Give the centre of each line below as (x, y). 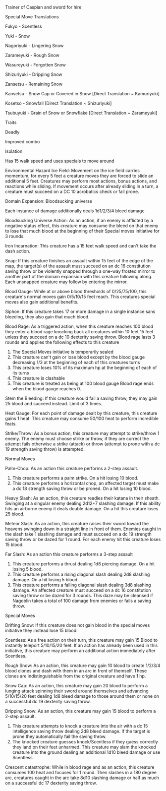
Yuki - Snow (18, 36)
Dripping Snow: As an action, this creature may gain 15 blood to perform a (81, 711)
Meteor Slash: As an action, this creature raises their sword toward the (77, 523)
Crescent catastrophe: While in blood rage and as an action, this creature (80, 767)
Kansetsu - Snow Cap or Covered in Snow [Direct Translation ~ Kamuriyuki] (83, 93)
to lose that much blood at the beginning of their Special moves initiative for (82, 231)
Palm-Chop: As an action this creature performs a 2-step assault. (72, 468)
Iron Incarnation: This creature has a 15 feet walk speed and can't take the (81, 246)
